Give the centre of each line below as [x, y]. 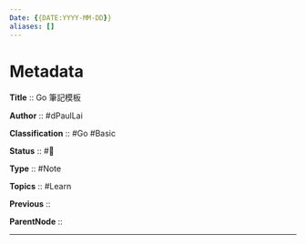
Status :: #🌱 [32, 151]
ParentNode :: [36, 222]
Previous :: [30, 204]
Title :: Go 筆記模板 [46, 97]
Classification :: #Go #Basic [63, 134]
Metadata [46, 71]
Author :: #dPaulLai [46, 116]
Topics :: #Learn [41, 187]
